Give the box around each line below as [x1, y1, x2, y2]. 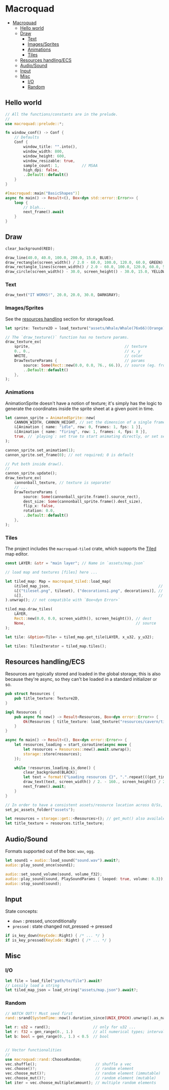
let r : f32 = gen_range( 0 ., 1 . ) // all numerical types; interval [5, 1030, 165, 1035]
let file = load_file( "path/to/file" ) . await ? [5, 978, 102, 983]
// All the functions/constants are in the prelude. [5, 112, 118, 117]
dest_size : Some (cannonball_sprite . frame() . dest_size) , [23, 499, 143, 504]
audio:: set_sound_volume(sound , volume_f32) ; [5, 872, 102, 877]
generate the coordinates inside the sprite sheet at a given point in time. [5, 406, 154, 412]
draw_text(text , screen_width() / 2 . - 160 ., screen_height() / [23, 780, 161, 785]
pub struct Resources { [5, 691, 55, 696]
